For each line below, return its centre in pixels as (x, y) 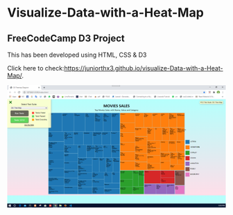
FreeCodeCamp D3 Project (66, 38)
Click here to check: (36, 68)
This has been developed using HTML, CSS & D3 (77, 55)
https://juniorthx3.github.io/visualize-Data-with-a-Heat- (144, 68)
